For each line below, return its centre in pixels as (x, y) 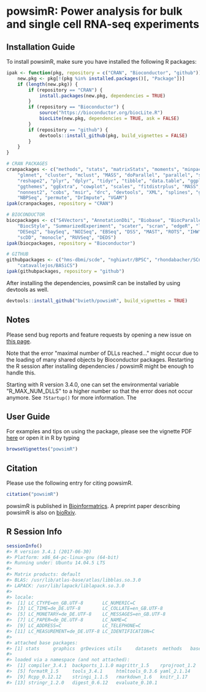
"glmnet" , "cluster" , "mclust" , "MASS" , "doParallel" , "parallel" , (105, 175)
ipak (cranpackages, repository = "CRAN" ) (60, 203)
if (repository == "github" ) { (68, 130)
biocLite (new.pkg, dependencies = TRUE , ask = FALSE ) (109, 118)
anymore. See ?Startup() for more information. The (71, 397)
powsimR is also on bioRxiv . (41, 512)
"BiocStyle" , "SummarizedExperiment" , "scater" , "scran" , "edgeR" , (105, 226)
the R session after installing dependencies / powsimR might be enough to (100, 366)
